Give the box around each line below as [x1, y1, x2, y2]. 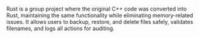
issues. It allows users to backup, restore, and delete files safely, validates [6, 18, 193, 25]
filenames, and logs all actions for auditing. [6, 25, 115, 32]
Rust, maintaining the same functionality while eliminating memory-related [6, 12, 193, 19]
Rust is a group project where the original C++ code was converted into [6, 6, 187, 12]
